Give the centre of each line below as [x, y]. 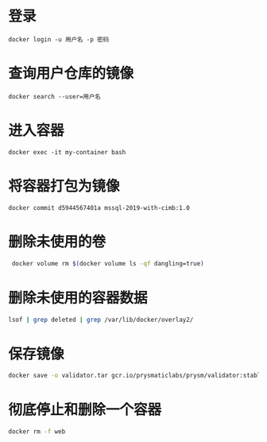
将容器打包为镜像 [64, 186]
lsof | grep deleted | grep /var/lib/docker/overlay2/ [101, 320]
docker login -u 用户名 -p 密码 [59, 39]
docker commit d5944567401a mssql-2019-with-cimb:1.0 [99, 207]
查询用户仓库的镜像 [71, 74]
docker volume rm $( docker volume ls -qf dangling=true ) [108, 263]
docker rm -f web [37, 432]
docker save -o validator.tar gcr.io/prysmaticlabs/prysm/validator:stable [136, 376]
